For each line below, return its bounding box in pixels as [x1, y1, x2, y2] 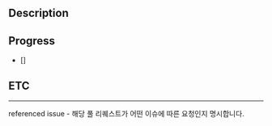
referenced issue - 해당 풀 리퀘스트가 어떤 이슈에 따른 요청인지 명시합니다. [8, 109, 244, 119]
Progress [8, 34, 55, 48]
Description [8, 6, 69, 20]
